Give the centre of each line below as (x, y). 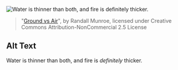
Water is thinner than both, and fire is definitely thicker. (75, 60)
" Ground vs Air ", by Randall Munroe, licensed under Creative (96, 21)
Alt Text (21, 46)
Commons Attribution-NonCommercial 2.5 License (84, 27)
